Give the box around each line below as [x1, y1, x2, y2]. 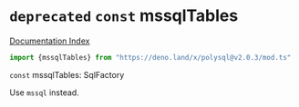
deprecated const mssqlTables [9, 5, 239, 26]
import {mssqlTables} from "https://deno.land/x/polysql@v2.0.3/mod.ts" [9, 53, 292, 62]
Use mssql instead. [9, 87, 79, 98]
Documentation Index [9, 35, 90, 46]
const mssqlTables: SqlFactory [9, 69, 125, 80]
